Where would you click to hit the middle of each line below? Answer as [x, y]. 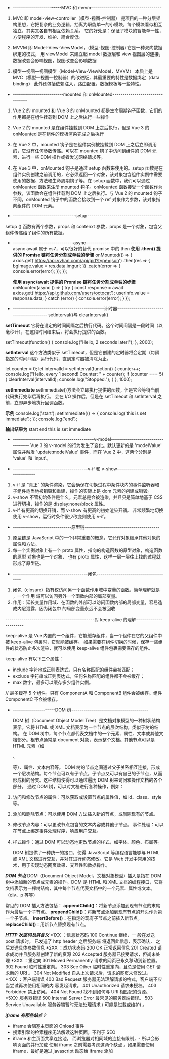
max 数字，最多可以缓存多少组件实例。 [53, 682]
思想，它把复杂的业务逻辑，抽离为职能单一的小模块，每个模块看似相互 [90, 24]
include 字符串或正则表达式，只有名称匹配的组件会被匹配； [73, 670]
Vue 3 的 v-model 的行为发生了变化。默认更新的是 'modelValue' [96, 445]
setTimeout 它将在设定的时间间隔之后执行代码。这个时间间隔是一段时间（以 [84, 325]
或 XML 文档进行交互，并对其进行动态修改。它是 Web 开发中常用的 [82, 859]
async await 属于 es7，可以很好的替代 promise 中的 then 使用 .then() [84, 248]
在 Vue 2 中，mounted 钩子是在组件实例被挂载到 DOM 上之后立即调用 [84, 145]
